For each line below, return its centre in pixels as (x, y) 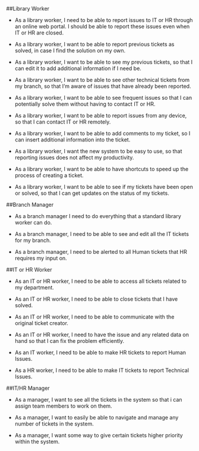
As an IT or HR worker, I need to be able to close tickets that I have (96, 299)
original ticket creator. (41, 323)
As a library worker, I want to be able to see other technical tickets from (102, 80)
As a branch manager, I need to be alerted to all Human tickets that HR (101, 252)
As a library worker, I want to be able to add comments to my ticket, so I (102, 133)
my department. (34, 287)
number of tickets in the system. (54, 424)
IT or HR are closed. (39, 33)
